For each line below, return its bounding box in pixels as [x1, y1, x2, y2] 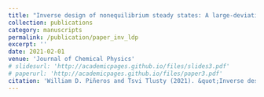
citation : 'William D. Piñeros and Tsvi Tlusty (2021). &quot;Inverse [8, 77, 244, 84]
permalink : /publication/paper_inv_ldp [8, 33, 139, 41]
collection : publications [8, 19, 93, 27]
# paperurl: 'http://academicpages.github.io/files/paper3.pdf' [8, 70, 223, 77]
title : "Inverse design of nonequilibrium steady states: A [8, 11, 210, 20]
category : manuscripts [8, 26, 82, 34]
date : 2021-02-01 [8, 48, 65, 56]
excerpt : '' [8, 41, 47, 48]
